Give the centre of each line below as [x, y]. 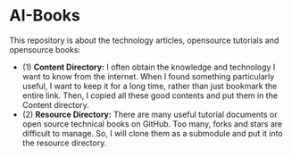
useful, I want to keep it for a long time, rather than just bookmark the [150, 86]
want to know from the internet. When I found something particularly [148, 76]
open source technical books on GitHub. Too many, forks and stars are [152, 124]
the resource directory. [64, 143]
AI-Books [45, 16]
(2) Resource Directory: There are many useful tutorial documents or [150, 114]
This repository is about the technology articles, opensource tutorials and [144, 40]
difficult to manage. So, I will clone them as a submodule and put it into [152, 133]
